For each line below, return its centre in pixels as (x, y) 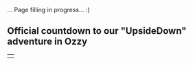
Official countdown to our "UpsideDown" (97, 31)
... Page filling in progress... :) (49, 10)
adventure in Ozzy (47, 42)
